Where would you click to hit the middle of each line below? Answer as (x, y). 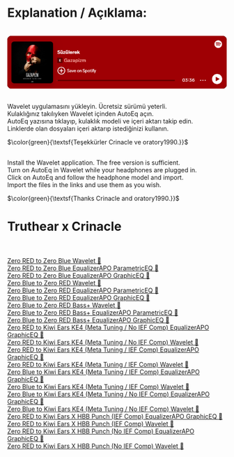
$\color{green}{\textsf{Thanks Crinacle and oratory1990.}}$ (93, 198)
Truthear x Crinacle (64, 226)
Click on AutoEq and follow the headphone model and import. (95, 177)
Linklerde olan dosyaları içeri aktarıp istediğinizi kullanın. (88, 129)
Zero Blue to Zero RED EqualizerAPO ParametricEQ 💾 (83, 290)
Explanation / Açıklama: (77, 13)
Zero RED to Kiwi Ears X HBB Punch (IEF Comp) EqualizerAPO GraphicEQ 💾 (115, 416)
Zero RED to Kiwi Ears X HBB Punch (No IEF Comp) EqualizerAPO (101, 431)
